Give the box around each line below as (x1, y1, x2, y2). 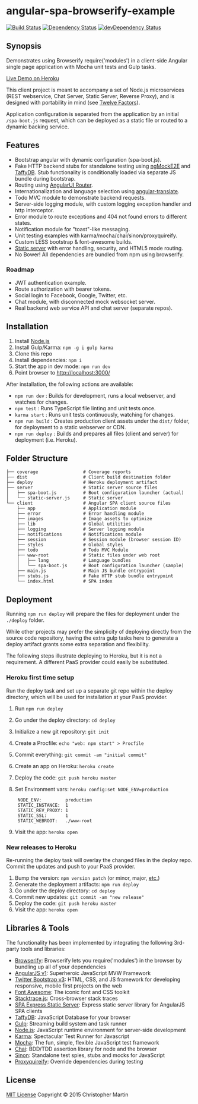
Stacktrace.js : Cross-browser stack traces (14, 995, 119, 1002)
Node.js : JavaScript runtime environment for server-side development (14, 1026, 186, 1033)
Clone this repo (14, 350, 52, 357)
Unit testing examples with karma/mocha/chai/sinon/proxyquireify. (14, 232, 178, 239)
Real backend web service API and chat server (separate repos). (14, 304, 173, 312)
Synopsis (6, 41, 41, 51)
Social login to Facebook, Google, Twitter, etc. (14, 291, 127, 298)
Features (6, 140, 40, 150)
